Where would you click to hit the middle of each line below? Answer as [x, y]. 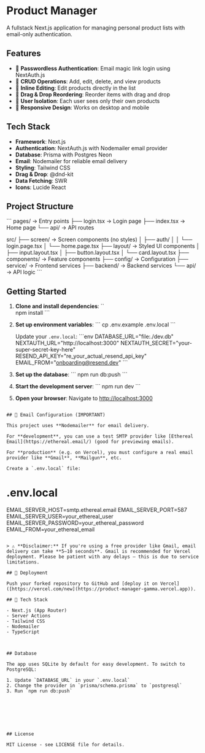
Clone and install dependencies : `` [60, 306]
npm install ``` [33, 313]
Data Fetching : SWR [41, 180]
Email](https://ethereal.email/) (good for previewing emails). [90, 442]
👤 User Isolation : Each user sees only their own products [87, 101]
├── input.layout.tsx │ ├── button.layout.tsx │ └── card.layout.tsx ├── [98, 253]
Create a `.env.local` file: [44, 469]
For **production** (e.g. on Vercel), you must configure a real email [100, 453]
